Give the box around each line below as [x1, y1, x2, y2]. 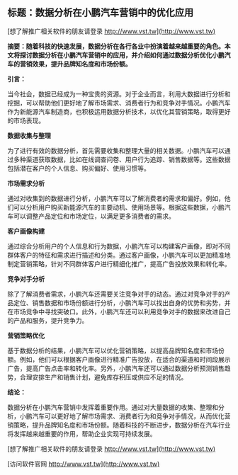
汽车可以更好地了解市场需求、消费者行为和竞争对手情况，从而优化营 [31, 411, 231, 420]
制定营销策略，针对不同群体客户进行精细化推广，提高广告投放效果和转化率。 [7, 259, 231, 268]
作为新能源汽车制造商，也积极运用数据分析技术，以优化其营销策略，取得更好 [7, 107, 231, 115]
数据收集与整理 [7, 131, 51, 139]
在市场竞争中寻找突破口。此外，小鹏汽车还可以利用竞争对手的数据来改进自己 [7, 307, 231, 316]
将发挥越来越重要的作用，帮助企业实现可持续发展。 [7, 429, 157, 437]
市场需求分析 [7, 179, 45, 188]
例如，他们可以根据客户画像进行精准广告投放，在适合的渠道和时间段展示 [19, 355, 231, 363]
